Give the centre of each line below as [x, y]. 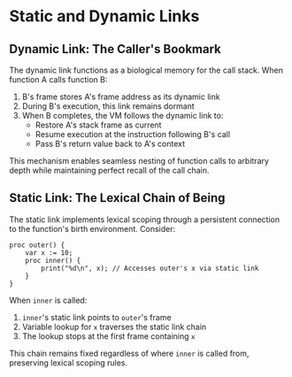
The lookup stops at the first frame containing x [108, 336]
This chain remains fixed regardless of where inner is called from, [129, 353]
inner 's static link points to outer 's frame [96, 317]
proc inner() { [53, 260]
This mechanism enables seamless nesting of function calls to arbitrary [139, 161]
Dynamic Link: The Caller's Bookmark [115, 49]
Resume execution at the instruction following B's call [133, 134]
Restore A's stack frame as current [98, 125]
